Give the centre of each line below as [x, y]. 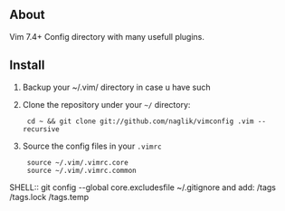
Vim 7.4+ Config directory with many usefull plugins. [107, 36]
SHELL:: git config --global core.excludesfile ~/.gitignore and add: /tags [142, 187]
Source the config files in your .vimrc [92, 146]
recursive [41, 129]
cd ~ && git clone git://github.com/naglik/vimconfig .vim [140, 121]
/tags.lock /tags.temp [49, 197]
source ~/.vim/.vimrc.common [82, 170]
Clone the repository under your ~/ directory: [106, 104]
